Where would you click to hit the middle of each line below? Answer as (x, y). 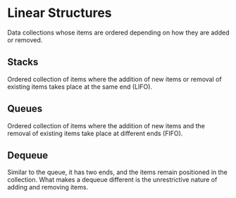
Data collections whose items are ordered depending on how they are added (118, 32)
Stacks (23, 62)
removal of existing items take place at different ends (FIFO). (95, 133)
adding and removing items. (48, 187)
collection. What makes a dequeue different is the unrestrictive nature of (112, 180)
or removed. (25, 39)
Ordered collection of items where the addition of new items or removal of (114, 79)
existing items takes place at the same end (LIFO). (80, 87)
